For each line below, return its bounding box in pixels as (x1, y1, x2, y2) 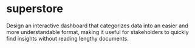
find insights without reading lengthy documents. (6, 35, 129, 42)
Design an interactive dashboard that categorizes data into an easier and (6, 22, 188, 29)
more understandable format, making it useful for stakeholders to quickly (6, 28, 190, 35)
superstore (6, 2, 64, 16)
